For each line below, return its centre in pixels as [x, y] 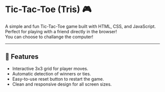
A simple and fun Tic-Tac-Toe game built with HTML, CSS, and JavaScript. [81, 26]
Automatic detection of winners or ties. [52, 73]
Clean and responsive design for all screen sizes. [62, 84]
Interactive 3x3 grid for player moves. [50, 69]
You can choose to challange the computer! [49, 37]
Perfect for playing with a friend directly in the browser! [61, 31]
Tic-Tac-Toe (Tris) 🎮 [48, 10]
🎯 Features [22, 57]
